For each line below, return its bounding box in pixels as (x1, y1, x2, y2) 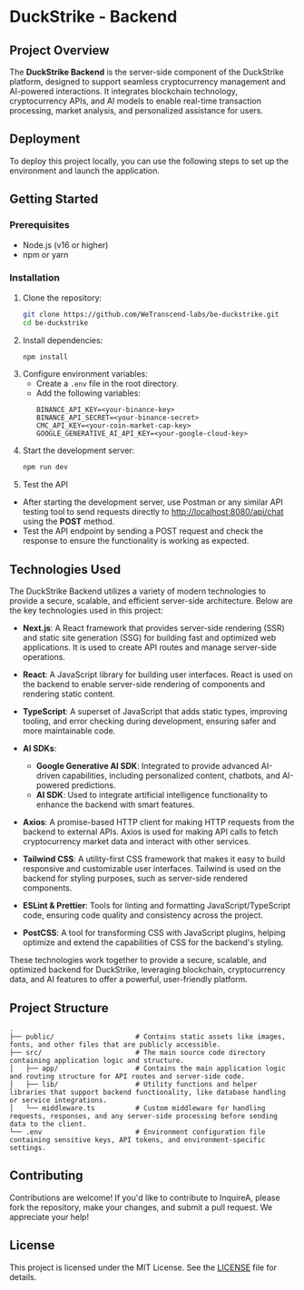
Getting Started (9, 192, 99, 207)
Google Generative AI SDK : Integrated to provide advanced (35, 761, 260, 772)
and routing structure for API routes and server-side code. (9, 1071, 246, 1081)
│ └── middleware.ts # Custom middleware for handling (9, 1103, 266, 1113)
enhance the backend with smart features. (35, 799, 195, 810)
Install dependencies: (22, 334, 103, 346)
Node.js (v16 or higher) (22, 239, 109, 251)
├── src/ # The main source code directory (9, 1048, 266, 1057)
